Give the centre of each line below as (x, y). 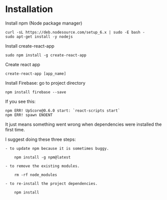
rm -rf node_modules (36, 175)
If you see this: (21, 101)
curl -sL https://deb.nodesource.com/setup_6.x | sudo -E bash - (75, 32)
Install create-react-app (30, 46)
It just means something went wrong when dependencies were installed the (83, 124)
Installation (29, 9)
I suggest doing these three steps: (41, 139)
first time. (15, 129)
